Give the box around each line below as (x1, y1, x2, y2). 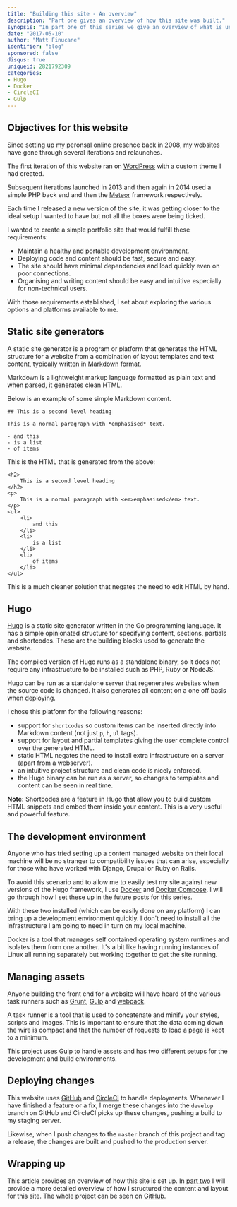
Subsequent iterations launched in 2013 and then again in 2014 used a (7, 183, 212, 191)
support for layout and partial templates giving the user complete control (17, 736, 229, 745)
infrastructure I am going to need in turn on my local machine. (7, 922, 187, 930)
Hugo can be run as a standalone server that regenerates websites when (7, 679, 219, 687)
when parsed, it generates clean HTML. (7, 381, 122, 389)
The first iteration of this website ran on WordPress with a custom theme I (7, 162, 221, 170)
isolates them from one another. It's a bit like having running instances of (7, 943, 219, 951)
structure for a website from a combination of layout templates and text (7, 352, 214, 360)
